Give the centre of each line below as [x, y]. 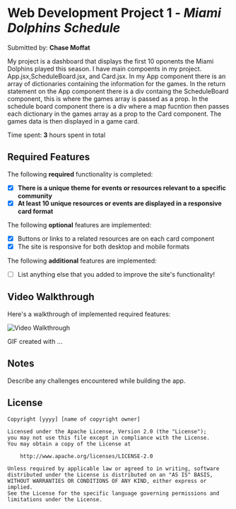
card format [35, 211]
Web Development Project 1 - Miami [114, 13]
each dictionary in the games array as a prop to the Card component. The [114, 114]
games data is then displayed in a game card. [73, 121]
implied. [20, 487]
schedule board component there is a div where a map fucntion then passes [118, 106]
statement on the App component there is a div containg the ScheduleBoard [118, 91]
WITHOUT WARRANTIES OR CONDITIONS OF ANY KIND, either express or [107, 481]
